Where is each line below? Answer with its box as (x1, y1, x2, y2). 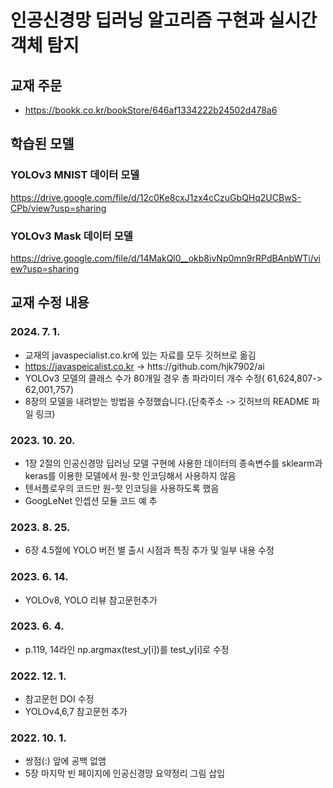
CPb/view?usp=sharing (10, 202, 107, 214)
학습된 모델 (10, 136, 75, 153)
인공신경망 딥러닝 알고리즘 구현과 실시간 (10, 9, 318, 32)
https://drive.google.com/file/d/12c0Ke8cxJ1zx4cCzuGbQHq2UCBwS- (10, 191, 302, 203)
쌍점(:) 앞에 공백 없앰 (24, 755, 107, 767)
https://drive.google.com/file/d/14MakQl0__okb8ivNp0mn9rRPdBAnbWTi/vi (10, 252, 321, 264)
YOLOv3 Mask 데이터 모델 (10, 229, 133, 243)
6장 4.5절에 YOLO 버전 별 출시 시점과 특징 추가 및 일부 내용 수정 (24, 544, 275, 556)
